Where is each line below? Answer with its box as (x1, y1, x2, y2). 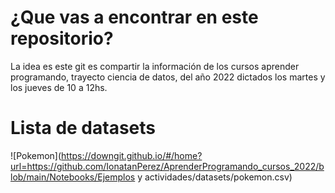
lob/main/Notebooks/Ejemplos (10, 171, 136, 183)
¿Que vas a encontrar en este (10, 6, 259, 29)
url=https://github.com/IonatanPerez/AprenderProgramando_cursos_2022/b (10, 160, 325, 172)
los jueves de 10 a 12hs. (10, 81, 108, 93)
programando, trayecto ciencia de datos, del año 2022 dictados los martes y (10, 71, 326, 83)
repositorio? (10, 27, 114, 50)
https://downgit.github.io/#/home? (61, 149, 203, 161)
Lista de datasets (10, 117, 156, 140)
